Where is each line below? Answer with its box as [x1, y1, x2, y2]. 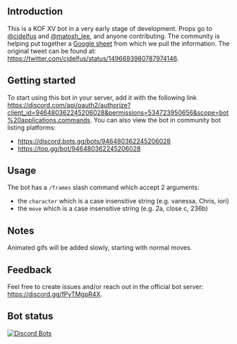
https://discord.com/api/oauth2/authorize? [7, 101, 131, 109]
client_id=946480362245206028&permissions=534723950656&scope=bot [7, 108, 229, 117]
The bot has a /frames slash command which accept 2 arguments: [7, 183, 200, 192]
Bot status [7, 310, 54, 322]
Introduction [7, 6, 63, 18]
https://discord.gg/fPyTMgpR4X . [7, 290, 103, 298]
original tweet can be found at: [7, 46, 97, 55]
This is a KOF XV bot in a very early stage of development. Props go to [7, 24, 213, 32]
